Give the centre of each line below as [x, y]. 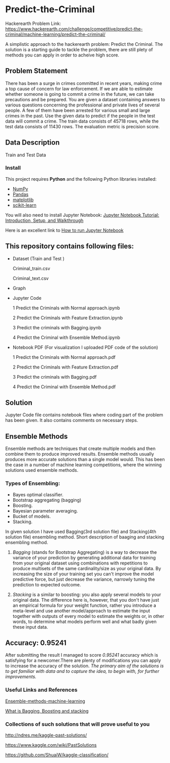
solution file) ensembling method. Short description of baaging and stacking [85, 537]
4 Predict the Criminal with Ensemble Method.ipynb [66, 337]
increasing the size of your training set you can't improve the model [83, 574]
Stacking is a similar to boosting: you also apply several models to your [87, 595]
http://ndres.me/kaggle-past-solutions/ [46, 735]
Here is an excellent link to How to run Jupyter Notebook [64, 230]
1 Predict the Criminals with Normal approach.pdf [64, 357]
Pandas [21, 194]
